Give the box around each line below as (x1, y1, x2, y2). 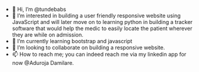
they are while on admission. (11, 31, 83, 38)
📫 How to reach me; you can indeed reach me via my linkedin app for (11, 51, 186, 58)
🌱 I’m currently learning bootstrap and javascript (11, 38, 132, 44)
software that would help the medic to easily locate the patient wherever (11, 25, 192, 32)
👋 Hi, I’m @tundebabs (11, 6, 67, 13)
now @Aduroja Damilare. (11, 59, 74, 66)
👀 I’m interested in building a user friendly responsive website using (11, 12, 181, 19)
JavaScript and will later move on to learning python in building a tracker (11, 19, 193, 25)
